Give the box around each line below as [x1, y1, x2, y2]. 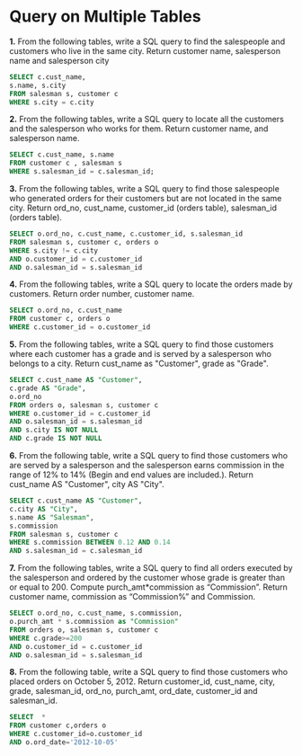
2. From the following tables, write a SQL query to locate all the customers [9, 114, 285, 125]
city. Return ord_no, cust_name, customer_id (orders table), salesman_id [9, 202, 277, 213]
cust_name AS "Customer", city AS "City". [9, 479, 164, 490]
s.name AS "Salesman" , [9, 512, 94, 522]
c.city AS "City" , [9, 504, 78, 513]
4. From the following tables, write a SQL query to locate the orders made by [9, 279, 294, 289]
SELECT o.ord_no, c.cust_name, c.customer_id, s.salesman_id [9, 229, 244, 239]
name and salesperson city [9, 55, 110, 66]
